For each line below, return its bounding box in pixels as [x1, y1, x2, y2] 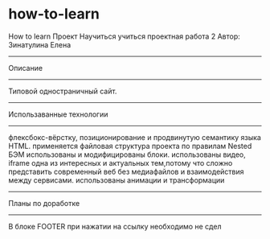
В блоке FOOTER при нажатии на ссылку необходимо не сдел [8, 221, 222, 231]
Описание [8, 63, 43, 72]
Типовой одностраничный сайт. [8, 86, 117, 96]
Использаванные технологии [8, 109, 108, 119]
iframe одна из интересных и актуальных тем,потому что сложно [8, 158, 233, 167]
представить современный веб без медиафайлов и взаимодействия [8, 167, 244, 176]
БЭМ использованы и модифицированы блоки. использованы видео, [8, 150, 247, 159]
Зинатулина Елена [8, 39, 72, 49]
